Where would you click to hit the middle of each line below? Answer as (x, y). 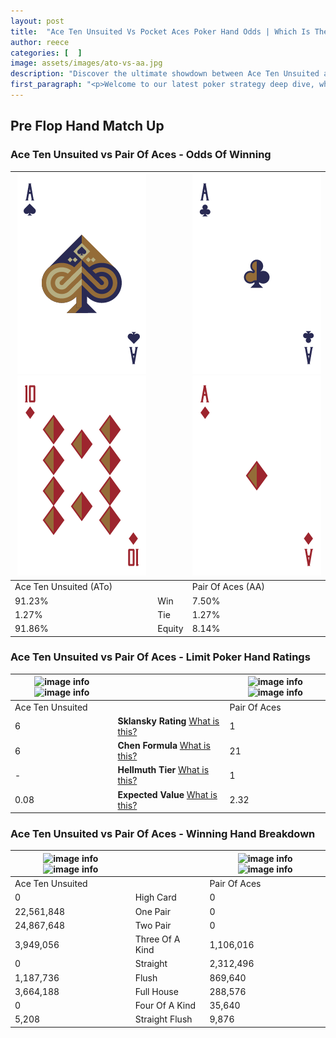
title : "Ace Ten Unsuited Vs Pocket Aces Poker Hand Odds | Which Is (160, 31)
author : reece (40, 42)
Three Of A (157, 939)
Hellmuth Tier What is (163, 770)
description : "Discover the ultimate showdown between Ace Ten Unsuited (165, 74)
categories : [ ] (46, 53)
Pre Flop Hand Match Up (87, 126)
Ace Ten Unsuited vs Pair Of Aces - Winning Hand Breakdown (163, 834)
